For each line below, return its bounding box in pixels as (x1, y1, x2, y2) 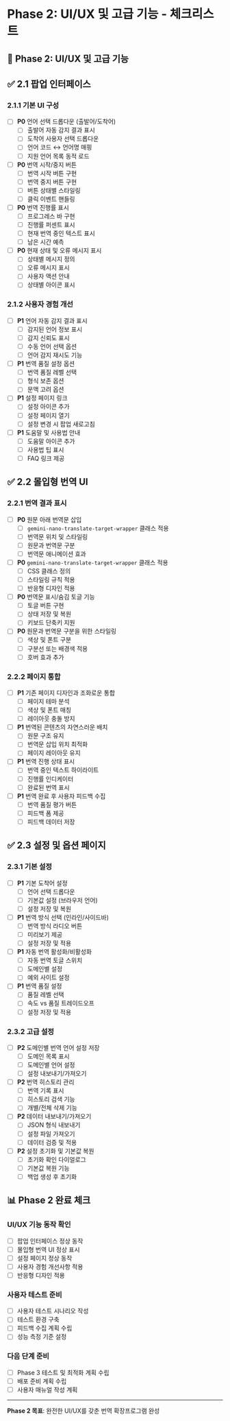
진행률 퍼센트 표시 (27, 221, 75, 229)
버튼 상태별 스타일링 (27, 186, 81, 194)
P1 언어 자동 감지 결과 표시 (16, 316, 88, 324)
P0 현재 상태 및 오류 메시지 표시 (16, 246, 102, 254)
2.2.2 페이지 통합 (7, 671, 61, 681)
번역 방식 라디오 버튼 (27, 922, 83, 930)
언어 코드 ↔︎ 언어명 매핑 (27, 143, 92, 152)
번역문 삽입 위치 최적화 (27, 740, 88, 748)
